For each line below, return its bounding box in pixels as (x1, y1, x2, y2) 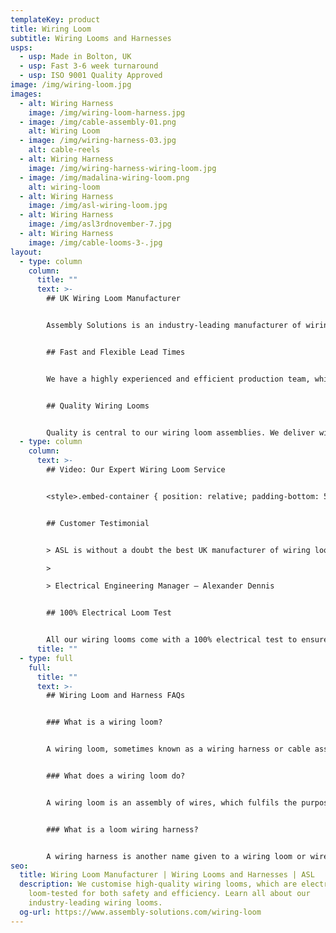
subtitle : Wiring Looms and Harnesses (10, 33, 172, 43)
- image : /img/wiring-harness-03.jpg (19, 136, 177, 146)
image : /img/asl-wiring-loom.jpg (28, 201, 168, 211)
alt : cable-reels (28, 145, 101, 155)
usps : (10, 42, 33, 53)
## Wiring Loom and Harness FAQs (46, 691, 186, 701)
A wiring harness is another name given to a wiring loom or (46, 851, 307, 861)
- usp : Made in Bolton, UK (19, 52, 132, 62)
